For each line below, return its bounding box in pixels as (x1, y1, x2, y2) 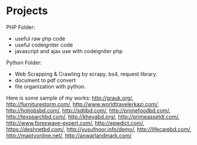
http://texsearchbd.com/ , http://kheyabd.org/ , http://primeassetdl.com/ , (6, 113, 180, 120)
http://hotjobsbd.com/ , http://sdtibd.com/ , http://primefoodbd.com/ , (6, 107, 171, 114)
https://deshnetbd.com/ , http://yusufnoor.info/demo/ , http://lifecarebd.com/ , (6, 126, 192, 133)
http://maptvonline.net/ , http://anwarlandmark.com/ (6, 131, 132, 139)
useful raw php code (14, 35, 66, 42)
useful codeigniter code (14, 41, 73, 48)
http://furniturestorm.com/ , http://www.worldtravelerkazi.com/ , (6, 100, 159, 107)
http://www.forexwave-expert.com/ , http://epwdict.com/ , (6, 119, 145, 126)
